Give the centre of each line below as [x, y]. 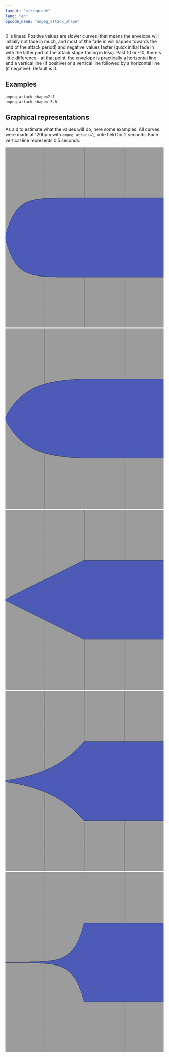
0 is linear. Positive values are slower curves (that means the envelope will [82, 36]
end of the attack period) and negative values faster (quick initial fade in [80, 47]
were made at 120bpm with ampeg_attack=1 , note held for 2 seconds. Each [82, 135]
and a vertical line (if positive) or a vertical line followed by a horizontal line [82, 63]
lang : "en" [17, 16]
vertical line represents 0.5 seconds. [43, 140]
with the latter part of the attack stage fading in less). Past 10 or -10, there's [83, 53]
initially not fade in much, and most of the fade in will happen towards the [81, 42]
